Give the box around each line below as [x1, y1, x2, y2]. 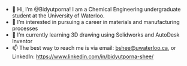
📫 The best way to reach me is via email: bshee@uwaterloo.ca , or [11, 44, 176, 51]
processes [11, 25, 38, 32]
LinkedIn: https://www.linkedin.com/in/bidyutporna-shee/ [11, 53, 154, 60]
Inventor [11, 38, 33, 44]
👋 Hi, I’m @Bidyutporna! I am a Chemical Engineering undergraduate [11, 6, 181, 13]
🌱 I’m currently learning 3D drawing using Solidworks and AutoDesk [11, 31, 180, 38]
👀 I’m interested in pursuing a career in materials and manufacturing [11, 19, 180, 25]
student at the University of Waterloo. [11, 12, 105, 19]
